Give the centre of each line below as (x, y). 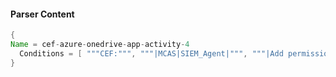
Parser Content (42, 14)
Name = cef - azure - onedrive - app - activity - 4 (100, 45)
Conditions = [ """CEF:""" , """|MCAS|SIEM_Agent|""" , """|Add (151, 53)
